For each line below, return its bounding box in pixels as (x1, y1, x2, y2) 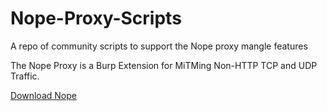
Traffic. (10, 70, 40, 82)
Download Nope (10, 89, 77, 101)
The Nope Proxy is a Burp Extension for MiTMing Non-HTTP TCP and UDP (10, 59, 318, 71)
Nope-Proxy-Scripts (10, 7, 182, 30)
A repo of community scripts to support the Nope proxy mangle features (10, 40, 308, 52)
